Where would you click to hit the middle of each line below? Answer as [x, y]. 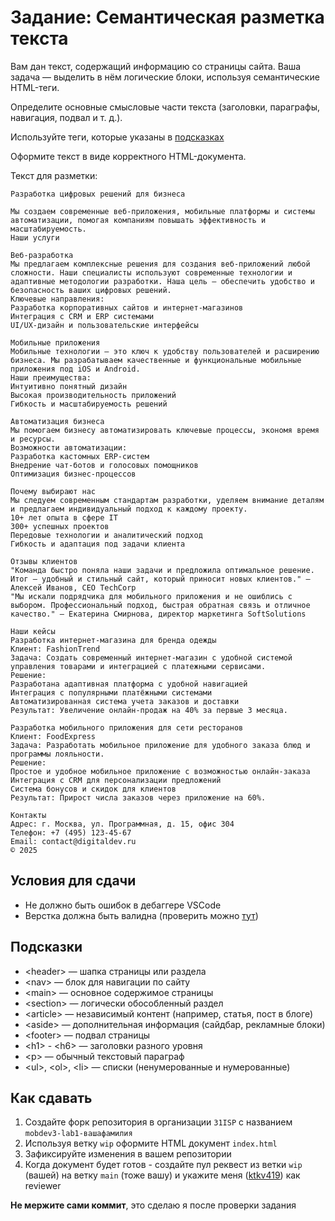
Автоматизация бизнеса [57, 421]
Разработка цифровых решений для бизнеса [98, 194]
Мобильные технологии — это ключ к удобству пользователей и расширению [165, 351]
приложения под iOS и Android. [75, 369]
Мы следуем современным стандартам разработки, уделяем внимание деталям [167, 500]
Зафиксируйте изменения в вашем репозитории [128, 1154]
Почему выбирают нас [53, 491]
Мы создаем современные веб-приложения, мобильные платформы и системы [162, 211]
